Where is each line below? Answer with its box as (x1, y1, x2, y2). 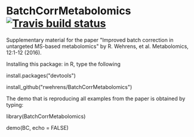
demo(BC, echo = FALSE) (6, 124, 69, 131)
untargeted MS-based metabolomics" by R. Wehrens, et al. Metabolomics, (6, 43, 189, 50)
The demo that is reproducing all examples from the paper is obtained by (6, 95, 186, 102)
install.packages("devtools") (6, 72, 76, 79)
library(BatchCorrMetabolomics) (6, 113, 86, 120)
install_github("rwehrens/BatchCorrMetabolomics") (6, 83, 133, 90)
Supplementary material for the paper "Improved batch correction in (6, 36, 174, 43)
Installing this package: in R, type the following (6, 60, 121, 68)
